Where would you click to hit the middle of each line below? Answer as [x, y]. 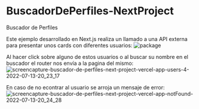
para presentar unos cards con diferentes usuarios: [69, 45]
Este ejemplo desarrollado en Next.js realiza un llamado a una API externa [97, 39]
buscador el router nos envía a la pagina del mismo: [70, 63]
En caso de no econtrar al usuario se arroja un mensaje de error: [85, 87]
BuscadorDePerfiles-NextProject [90, 11]
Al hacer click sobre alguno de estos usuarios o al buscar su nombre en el [97, 57]
